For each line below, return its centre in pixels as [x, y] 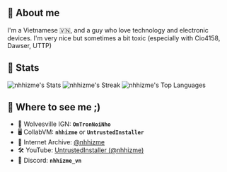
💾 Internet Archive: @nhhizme [61, 142]
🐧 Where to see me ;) [54, 107]
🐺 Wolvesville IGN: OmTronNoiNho [64, 124]
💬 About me [34, 13]
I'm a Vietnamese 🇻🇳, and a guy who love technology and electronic [108, 30]
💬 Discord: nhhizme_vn [50, 161]
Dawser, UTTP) [29, 45]
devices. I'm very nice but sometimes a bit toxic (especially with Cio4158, [114, 38]
